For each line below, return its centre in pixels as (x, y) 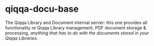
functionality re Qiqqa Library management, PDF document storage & (76, 27)
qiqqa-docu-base (42, 9)
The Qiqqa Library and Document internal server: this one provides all (76, 23)
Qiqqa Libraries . (22, 38)
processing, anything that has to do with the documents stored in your (77, 33)
